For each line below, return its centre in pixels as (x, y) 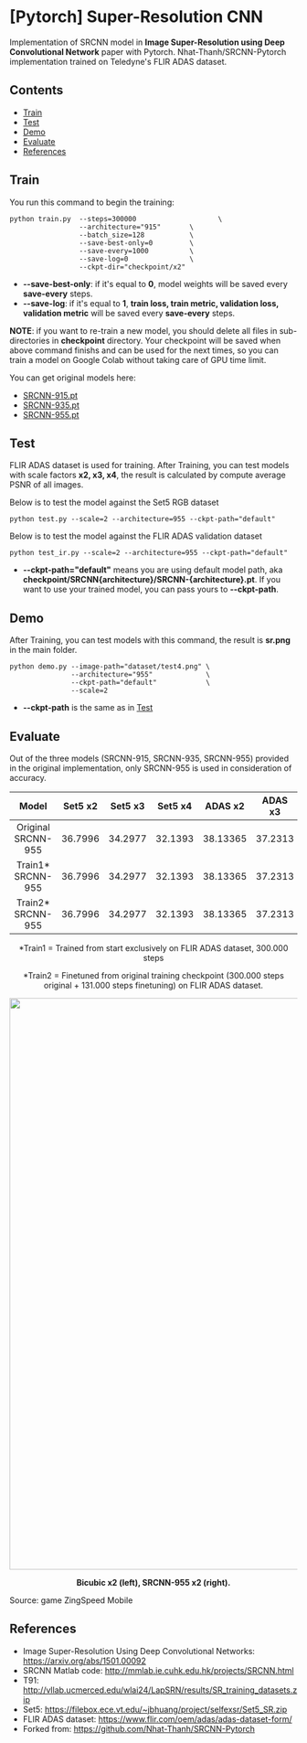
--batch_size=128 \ (137, 235)
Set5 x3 (127, 806)
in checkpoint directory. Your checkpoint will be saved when (166, 340)
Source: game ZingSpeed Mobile (71, 1600)
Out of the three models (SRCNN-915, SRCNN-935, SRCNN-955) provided (149, 758)
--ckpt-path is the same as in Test (88, 708)
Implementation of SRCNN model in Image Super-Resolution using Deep (147, 42)
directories (30, 340)
